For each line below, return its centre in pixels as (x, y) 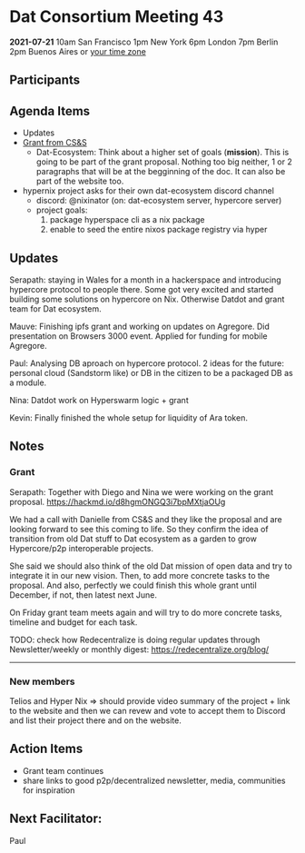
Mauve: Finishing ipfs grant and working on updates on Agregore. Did (140, 326)
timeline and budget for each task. (74, 622)
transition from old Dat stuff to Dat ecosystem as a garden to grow (133, 539)
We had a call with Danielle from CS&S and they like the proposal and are (146, 519)
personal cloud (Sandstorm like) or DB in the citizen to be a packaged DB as (151, 372)
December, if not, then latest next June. (83, 595)
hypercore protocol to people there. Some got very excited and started (142, 289)
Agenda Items (50, 111)
